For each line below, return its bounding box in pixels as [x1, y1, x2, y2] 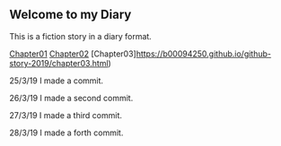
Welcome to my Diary [9, 7, 132, 22]
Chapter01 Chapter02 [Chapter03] [9, 48, 136, 59]
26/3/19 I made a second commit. [9, 92, 134, 103]
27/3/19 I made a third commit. [9, 109, 123, 120]
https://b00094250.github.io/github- [136, 48, 272, 59]
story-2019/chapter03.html [9, 57, 110, 68]
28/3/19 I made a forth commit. [9, 127, 124, 138]
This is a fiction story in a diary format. [9, 30, 153, 41]
